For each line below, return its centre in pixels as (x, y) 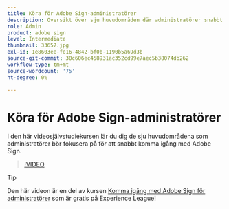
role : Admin (24, 26)
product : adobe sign (37, 33)
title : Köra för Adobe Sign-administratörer (72, 13)
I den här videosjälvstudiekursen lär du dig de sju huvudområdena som (108, 136)
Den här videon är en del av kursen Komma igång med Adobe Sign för (106, 191)
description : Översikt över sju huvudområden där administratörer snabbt (115, 20)
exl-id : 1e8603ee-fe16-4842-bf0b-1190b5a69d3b (75, 52)
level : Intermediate (37, 39)
